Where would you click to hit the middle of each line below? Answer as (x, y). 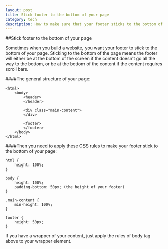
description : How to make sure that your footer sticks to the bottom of (84, 24)
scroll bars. (17, 69)
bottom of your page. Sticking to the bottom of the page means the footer (81, 53)
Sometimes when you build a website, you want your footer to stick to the (81, 48)
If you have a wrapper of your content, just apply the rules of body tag (78, 236)
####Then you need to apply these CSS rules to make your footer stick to (82, 146)
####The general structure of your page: (48, 79)
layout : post (19, 10)
